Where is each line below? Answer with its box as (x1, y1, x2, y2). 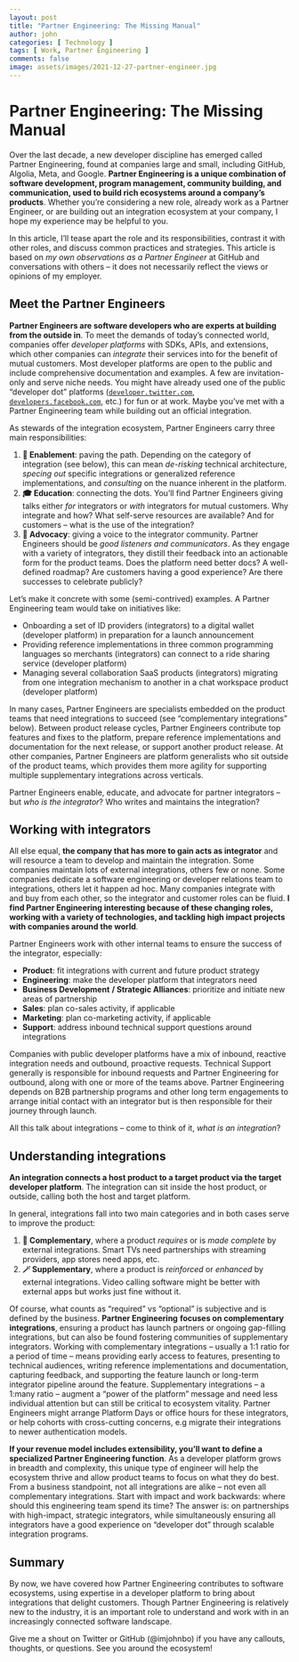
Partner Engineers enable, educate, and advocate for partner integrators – (9, 787, 281, 798)
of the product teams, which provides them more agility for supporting (9, 760, 267, 771)
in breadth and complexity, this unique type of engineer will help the (9, 1463, 259, 1473)
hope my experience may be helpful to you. (9, 215, 169, 226)
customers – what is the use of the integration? (21, 519, 195, 530)
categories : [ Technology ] (9, 37, 114, 47)
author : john (9, 29, 58, 38)
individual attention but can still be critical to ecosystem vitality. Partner (9, 1399, 271, 1409)
